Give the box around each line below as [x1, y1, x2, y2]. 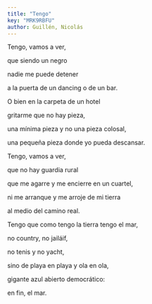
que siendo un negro [7, 56, 68, 65]
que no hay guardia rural [7, 166, 79, 174]
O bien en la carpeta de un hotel [7, 97, 101, 106]
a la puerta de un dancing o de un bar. [7, 84, 118, 92]
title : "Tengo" [7, 10, 52, 18]
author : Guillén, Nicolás [7, 23, 83, 30]
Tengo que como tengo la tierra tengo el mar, [7, 220, 139, 229]
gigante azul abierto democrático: [7, 275, 106, 284]
